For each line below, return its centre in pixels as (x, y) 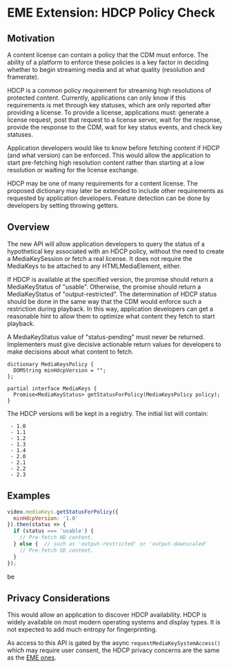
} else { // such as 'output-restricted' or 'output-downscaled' (111, 544)
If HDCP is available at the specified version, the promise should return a (110, 279)
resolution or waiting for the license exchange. (73, 170)
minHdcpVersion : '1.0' (46, 518)
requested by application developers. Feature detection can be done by (109, 198)
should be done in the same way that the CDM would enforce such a (104, 301)
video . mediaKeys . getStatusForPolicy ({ (63, 512)
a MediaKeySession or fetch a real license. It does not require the (100, 258)
